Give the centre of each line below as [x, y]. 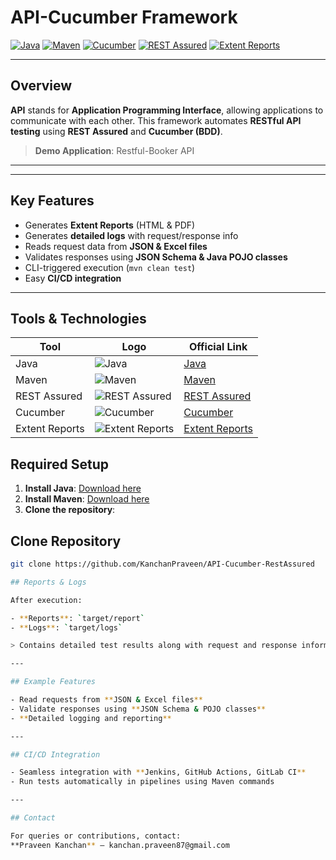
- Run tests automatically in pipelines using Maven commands [142, 782]
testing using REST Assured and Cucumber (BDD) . [116, 131]
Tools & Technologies [78, 318]
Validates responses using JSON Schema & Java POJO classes [156, 257]
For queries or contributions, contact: [96, 836]
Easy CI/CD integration [73, 278]
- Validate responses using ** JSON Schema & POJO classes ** [138, 709]
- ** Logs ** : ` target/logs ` [66, 627]
